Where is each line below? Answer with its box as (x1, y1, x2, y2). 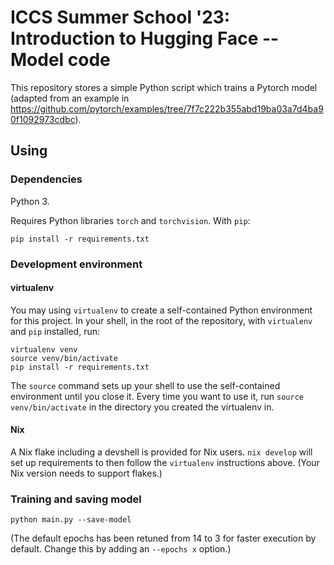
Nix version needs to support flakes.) (10, 467, 163, 479)
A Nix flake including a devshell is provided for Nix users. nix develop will (10, 446, 313, 458)
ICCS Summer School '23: (10, 6, 231, 29)
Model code (10, 49, 111, 71)
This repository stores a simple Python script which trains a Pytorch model (10, 81, 318, 93)
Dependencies (10, 172, 83, 186)
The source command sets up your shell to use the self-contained (10, 379, 281, 391)
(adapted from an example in (10, 92, 130, 104)
